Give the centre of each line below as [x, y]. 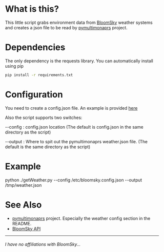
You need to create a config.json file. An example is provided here [71, 108]
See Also [23, 204]
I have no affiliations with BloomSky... [43, 244]
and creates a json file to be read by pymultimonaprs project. [66, 27]
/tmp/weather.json [23, 185]
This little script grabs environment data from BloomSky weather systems [79, 22]
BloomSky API [26, 229]
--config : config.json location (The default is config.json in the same [74, 127]
